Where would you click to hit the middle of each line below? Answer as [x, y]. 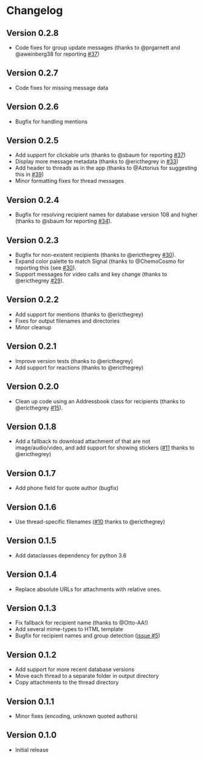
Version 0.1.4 [32, 575]
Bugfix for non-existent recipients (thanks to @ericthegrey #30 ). [95, 255]
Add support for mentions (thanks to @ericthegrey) [79, 314]
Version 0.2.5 [32, 141]
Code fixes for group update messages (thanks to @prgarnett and [97, 47]
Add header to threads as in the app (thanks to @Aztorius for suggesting [106, 168]
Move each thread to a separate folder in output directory [87, 676]
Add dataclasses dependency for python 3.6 [71, 555]
